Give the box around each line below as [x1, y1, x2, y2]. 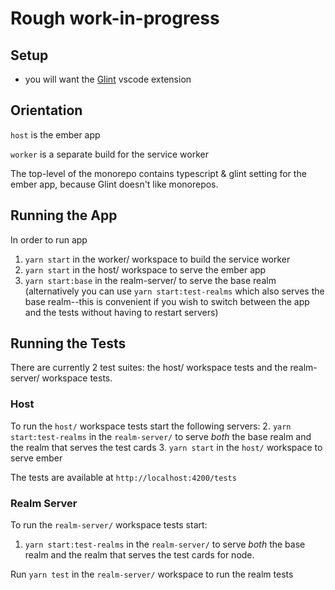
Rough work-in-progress [10, 7, 220, 30]
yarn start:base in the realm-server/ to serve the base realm [24, 274, 277, 286]
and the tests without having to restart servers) [24, 306, 219, 318]
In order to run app [10, 233, 88, 246]
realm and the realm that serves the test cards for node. [24, 549, 255, 561]
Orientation [10, 102, 83, 119]
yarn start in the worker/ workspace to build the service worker [24, 253, 291, 265]
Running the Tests [10, 335, 127, 352]
